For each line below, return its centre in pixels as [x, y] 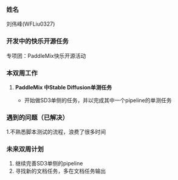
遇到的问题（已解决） [37, 117]
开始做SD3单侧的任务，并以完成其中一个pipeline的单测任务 [98, 100]
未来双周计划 [25, 149]
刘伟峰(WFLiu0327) [31, 24]
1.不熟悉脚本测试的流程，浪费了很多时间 [56, 132]
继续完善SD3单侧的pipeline [49, 164]
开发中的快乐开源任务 [37, 41]
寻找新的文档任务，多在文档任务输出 [60, 171]
